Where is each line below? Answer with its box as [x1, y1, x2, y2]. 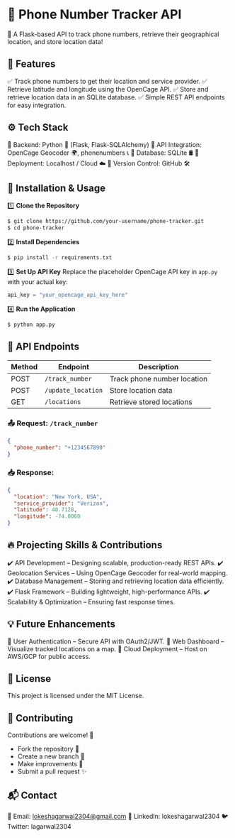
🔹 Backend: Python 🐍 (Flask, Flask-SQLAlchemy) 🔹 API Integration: [7, 140, 202, 148]
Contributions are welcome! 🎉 [7, 731, 94, 739]
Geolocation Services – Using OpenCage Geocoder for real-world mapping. [7, 568, 228, 577]
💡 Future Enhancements [7, 618, 115, 631]
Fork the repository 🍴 [17, 745, 80, 753]
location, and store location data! [7, 37, 103, 45]
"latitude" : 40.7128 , [13, 506, 78, 513]
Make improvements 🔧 [17, 760, 84, 768]
